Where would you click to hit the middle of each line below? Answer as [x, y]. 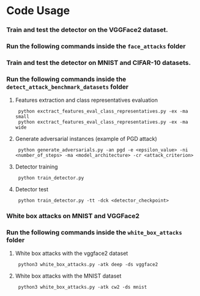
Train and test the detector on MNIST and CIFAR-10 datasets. [99, 63]
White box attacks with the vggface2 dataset [72, 253]
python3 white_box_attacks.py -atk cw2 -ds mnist [83, 287]
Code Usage [38, 11]
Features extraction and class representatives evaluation [86, 100]
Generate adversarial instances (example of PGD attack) [86, 139]
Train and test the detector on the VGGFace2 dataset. [87, 30]
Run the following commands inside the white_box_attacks [94, 232]
